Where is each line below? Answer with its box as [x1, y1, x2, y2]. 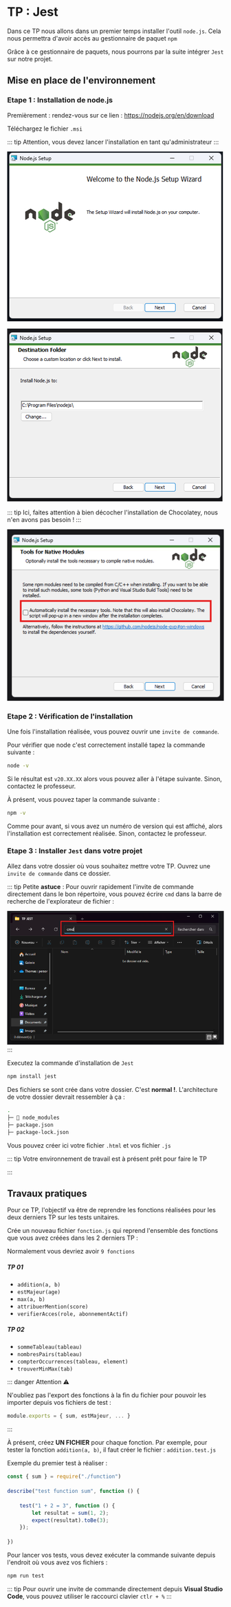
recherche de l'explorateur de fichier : [7, 897, 115, 905]
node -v [7, 762, 30, 769]
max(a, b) [16, 1296, 46, 1303]
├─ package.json [7, 1122, 54, 1128]
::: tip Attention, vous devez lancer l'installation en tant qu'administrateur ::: [7, 138, 219, 146]
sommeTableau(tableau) [16, 1344, 82, 1351]
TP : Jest [7, 4, 58, 20]
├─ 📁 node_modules [7, 1115, 60, 1122]
